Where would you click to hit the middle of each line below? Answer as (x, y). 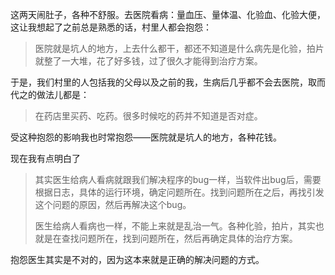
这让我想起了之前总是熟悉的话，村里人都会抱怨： (111, 27)
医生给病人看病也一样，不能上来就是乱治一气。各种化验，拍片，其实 (175, 226)
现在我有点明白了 (45, 158)
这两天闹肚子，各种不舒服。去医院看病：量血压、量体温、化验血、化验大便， (168, 14)
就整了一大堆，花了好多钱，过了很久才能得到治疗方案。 (148, 61)
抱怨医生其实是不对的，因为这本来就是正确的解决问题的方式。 (137, 259)
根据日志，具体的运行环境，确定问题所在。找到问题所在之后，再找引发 (179, 192)
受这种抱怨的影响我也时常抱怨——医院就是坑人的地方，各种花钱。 (146, 137)
